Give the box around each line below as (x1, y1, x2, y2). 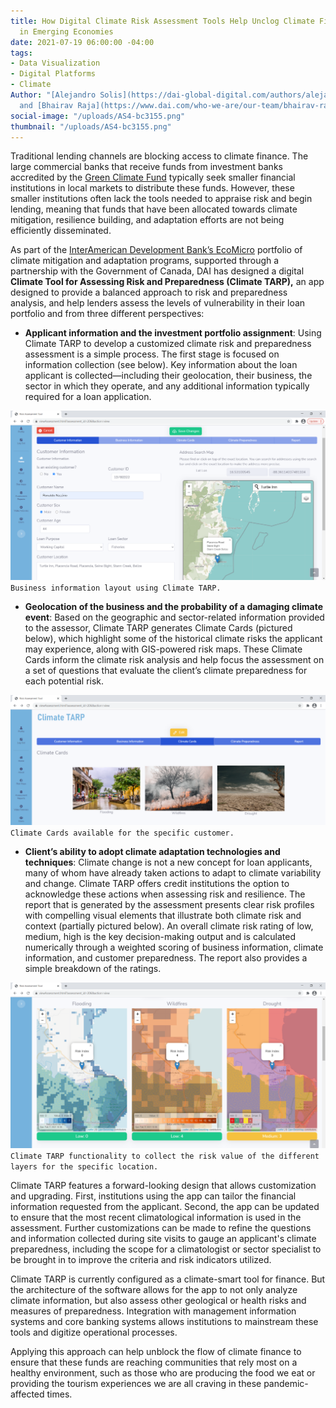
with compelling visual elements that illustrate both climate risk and (24, 910, 302, 922)
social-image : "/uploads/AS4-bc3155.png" (10, 111, 186, 121)
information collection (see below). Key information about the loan (24, 359, 298, 371)
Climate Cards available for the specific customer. (10, 828, 235, 839)
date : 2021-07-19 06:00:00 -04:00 (10, 37, 155, 47)
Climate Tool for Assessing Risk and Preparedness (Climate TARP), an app (10, 276, 325, 288)
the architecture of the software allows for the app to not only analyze (10, 1284, 298, 1296)
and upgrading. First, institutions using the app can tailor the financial (10, 1190, 297, 1202)
